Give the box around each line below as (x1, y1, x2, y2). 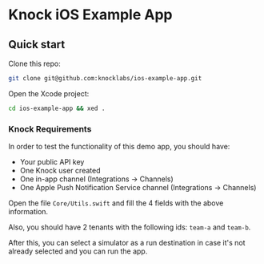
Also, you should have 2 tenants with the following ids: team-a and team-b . (8, 222, 251, 232)
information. (8, 207, 49, 217)
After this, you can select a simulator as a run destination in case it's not (8, 238, 246, 248)
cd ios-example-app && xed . (8, 104, 106, 112)
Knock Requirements (8, 123, 92, 134)
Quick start (8, 38, 66, 51)
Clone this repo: (8, 59, 62, 68)
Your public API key (19, 157, 85, 167)
